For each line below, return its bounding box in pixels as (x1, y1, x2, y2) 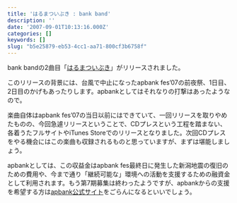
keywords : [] (7, 37, 46, 44)
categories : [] (7, 30, 52, 37)
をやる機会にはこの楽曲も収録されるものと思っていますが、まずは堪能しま (7, 137, 224, 145)
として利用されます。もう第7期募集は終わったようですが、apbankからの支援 (7, 179, 230, 187)
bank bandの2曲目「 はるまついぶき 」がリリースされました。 (7, 63, 185, 71)
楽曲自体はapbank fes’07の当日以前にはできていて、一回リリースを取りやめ (7, 111, 228, 119)
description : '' (7, 17, 55, 24)
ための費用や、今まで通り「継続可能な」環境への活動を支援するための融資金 (7, 170, 231, 178)
